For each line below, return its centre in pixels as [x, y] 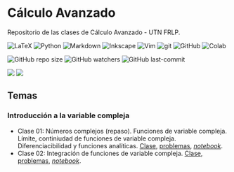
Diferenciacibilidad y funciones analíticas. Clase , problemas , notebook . [120, 145]
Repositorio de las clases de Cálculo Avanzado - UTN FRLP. [94, 32]
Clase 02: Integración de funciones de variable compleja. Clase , [110, 153]
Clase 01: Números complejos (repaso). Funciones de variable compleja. [122, 131]
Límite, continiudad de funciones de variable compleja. [97, 138]
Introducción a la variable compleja [69, 115]
